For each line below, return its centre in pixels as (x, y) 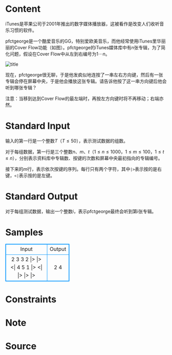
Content (23, 9)
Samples (24, 232)
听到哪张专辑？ (21, 87)
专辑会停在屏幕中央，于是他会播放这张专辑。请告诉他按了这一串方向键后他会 (86, 81)
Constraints (31, 299)
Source (21, 346)
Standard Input (38, 126)
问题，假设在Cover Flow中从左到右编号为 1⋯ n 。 (60, 54)
